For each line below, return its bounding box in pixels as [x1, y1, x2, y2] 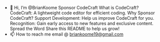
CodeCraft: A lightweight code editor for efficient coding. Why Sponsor [9, 10, 155, 16]
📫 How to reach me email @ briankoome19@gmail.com [9, 31, 124, 37]
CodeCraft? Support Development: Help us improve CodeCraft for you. [9, 15, 155, 21]
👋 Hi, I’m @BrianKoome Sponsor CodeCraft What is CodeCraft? [9, 5, 139, 10]
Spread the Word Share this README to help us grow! [9, 26, 120, 32]
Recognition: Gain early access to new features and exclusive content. [9, 20, 154, 26]
